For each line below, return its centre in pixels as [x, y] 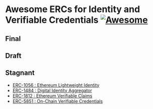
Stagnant [20, 73]
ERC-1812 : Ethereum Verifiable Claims [52, 96]
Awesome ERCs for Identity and [73, 9]
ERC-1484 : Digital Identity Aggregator [52, 90]
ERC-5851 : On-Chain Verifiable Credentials [58, 101]
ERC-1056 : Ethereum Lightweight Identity [56, 85]
